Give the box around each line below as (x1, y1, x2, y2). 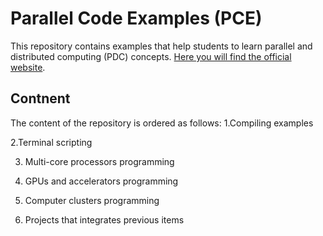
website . (10, 61, 46, 73)
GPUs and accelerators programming (24, 175, 179, 187)
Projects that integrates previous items (24, 213, 185, 226)
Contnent (10, 90, 71, 107)
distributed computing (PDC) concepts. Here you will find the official (10, 50, 292, 62)
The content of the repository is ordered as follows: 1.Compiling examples (10, 117, 314, 129)
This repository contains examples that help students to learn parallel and (10, 40, 313, 52)
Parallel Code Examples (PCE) (10, 7, 263, 30)
